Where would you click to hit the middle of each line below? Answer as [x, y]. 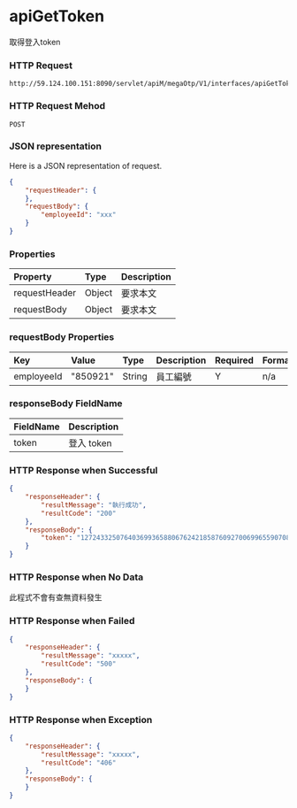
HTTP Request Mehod [57, 106]
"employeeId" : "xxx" [79, 215]
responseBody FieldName [66, 404]
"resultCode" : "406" [79, 763]
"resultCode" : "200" [79, 513]
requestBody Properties [62, 337]
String [135, 376]
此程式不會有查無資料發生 [56, 597]
